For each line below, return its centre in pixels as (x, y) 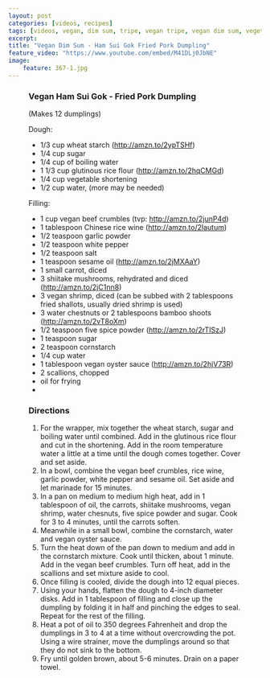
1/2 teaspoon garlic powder (85, 236)
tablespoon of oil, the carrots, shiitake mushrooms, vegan (135, 505)
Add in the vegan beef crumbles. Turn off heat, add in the (135, 565)
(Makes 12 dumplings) (65, 114)
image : (19, 61)
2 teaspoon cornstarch (78, 347)
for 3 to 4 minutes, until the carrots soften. (110, 522)
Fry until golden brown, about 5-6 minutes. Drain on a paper (139, 659)
